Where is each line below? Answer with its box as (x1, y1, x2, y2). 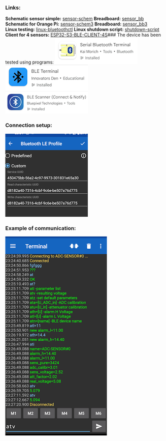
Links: (5, 4, 21, 11)
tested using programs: (5, 59, 54, 65)
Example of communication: (5, 224, 76, 231)
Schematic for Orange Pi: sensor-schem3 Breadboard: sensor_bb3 (5, 21, 148, 27)
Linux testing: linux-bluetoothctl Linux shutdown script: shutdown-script (5, 26, 160, 33)
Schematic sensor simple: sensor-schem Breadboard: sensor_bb (5, 16, 144, 22)
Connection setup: (5, 122, 52, 129)
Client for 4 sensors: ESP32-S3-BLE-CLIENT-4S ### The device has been (5, 32, 161, 38)
